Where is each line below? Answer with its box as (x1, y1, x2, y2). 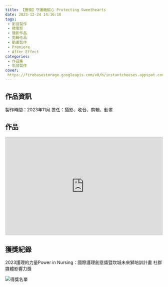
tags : (5, 17, 16, 22)
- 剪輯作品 (7, 36, 27, 41)
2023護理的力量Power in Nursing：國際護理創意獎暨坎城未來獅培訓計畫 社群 (5, 259, 162, 265)
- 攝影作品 (7, 31, 27, 36)
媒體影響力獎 (5, 266, 31, 272)
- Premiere (7, 45, 30, 50)
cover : (5, 68, 19, 73)
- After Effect (7, 49, 39, 54)
